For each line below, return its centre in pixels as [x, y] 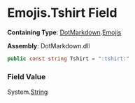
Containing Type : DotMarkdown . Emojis [64, 32]
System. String [28, 92]
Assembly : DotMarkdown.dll [49, 46]
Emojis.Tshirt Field [62, 13]
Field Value [27, 76]
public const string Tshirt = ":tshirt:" [69, 59]
